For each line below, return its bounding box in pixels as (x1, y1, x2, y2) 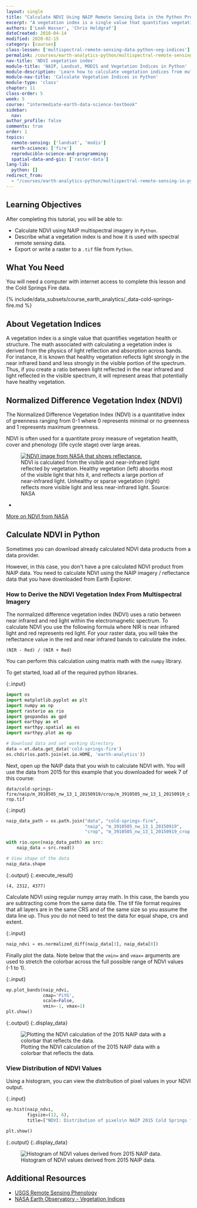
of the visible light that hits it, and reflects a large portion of (21, 471, 164, 478)
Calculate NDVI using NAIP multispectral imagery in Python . (14, 227, 158, 234)
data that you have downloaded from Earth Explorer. (6, 575, 132, 583)
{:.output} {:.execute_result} (6, 871, 73, 879)
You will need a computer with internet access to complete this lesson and (6, 278, 186, 285)
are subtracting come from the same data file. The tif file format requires (6, 899, 181, 906)
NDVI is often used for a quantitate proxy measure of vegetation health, (6, 435, 179, 441)
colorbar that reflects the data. (21, 1050, 95, 1057)
